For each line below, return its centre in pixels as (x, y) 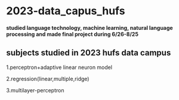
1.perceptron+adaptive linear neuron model (59, 67)
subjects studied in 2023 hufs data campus (89, 53)
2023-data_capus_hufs (66, 11)
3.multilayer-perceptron (35, 90)
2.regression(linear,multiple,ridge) (48, 79)
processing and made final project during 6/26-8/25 (72, 34)
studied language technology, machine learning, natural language (89, 27)
